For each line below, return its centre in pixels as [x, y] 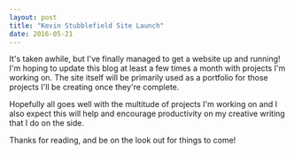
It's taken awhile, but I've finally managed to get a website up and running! [145, 59]
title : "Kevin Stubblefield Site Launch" [87, 26]
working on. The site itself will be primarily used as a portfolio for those [139, 78]
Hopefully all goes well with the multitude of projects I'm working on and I [143, 104]
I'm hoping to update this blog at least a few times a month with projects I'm [147, 68]
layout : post [33, 17]
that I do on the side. [46, 123]
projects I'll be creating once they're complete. [94, 87]
